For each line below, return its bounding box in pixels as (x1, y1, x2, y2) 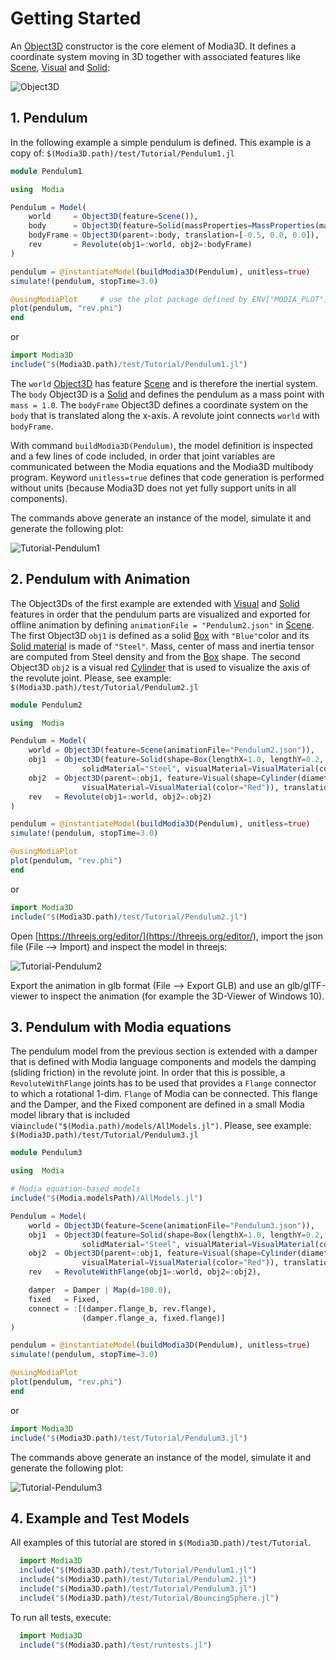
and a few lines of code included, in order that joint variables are (10, 450, 276, 462)
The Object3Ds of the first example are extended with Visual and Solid (10, 597, 300, 609)
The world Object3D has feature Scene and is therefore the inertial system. (10, 377, 319, 389)
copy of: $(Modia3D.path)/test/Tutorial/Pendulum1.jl (10, 147, 235, 159)
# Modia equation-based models (10, 1184, 141, 1194)
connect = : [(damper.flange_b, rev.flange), (28, 1303, 217, 1314)
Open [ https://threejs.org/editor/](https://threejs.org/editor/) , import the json (10, 930, 323, 942)
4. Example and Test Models (10, 1510, 190, 1527)
